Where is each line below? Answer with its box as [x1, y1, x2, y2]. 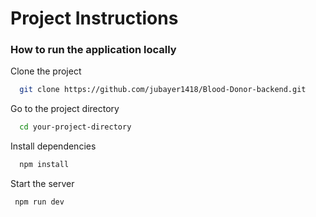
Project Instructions [10, 7, 179, 30]
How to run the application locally [10, 43, 177, 57]
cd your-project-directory [19, 122, 132, 132]
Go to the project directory [10, 103, 120, 115]
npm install [19, 160, 70, 170]
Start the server [10, 178, 75, 190]
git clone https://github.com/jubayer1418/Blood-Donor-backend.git [19, 85, 307, 95]
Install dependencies [10, 140, 97, 152]
